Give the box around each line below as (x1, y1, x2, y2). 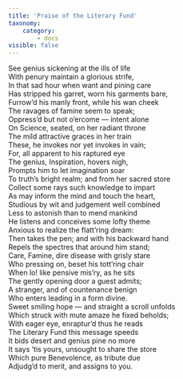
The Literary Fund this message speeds (8, 328, 139, 337)
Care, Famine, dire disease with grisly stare (8, 251, 150, 260)
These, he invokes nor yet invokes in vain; (8, 140, 146, 150)
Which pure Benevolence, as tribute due (8, 353, 141, 363)
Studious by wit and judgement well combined (8, 200, 161, 209)
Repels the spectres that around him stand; (8, 242, 150, 252)
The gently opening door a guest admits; (8, 276, 142, 286)
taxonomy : (8, 19, 42, 27)
